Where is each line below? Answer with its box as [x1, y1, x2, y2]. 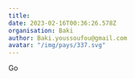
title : [8, 11, 31, 20]
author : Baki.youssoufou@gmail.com [8, 34, 128, 42]
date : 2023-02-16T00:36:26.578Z [8, 19, 117, 27]
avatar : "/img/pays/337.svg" [8, 41, 106, 49]
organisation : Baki [8, 26, 74, 34]
